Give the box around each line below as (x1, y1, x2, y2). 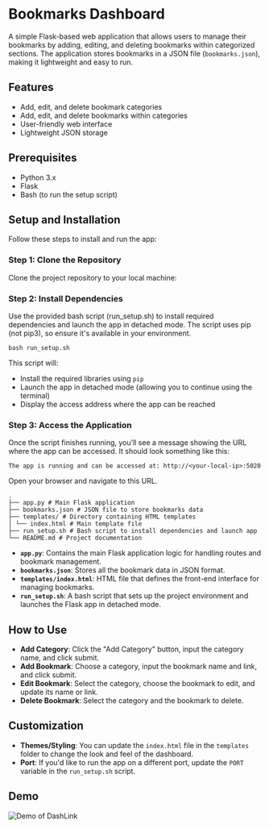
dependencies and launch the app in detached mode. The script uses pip (8, 319, 251, 329)
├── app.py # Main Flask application (8, 499, 135, 507)
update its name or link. (19, 687, 98, 697)
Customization (8, 719, 85, 733)
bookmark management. (19, 557, 102, 567)
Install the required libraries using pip (19, 373, 144, 383)
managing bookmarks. (19, 582, 95, 593)
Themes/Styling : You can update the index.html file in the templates (19, 740, 250, 750)
